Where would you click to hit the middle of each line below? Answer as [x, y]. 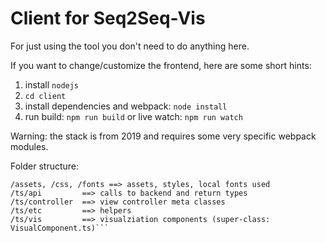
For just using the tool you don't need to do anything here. [130, 46]
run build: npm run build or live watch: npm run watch [133, 116]
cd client [45, 96]
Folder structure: [45, 166]
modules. [29, 146]
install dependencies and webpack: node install [126, 106]
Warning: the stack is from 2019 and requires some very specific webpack [163, 136]
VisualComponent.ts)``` [60, 228]
